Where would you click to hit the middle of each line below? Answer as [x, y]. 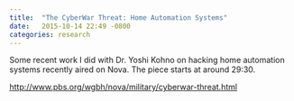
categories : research [50, 34]
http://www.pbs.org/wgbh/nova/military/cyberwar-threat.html [123, 87]
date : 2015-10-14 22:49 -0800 [70, 26]
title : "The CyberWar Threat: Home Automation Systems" [119, 18]
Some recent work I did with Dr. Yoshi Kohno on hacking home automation [147, 60]
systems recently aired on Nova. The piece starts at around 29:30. [133, 69]
